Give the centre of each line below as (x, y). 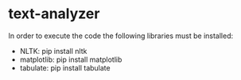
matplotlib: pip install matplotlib (71, 59)
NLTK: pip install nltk (53, 51)
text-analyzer (54, 14)
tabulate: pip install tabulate (65, 67)
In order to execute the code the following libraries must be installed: (120, 36)
